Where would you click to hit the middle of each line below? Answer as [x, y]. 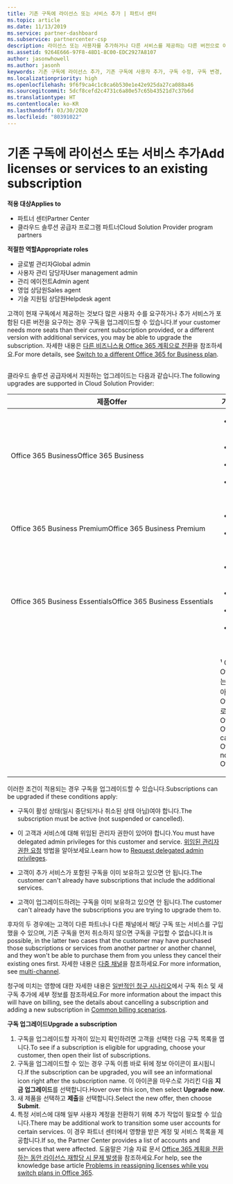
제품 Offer [112, 401]
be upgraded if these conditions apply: [62, 797]
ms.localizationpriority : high [52, 78]
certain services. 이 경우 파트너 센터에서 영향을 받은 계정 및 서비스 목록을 [116, 1131]
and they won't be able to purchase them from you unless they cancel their [114, 955]
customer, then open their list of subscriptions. [84, 1055]
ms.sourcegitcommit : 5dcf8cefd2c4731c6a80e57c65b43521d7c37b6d [101, 91]
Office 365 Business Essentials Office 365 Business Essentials [112, 601]
